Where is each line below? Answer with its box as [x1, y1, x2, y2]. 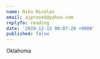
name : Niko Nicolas [6, 8, 55, 15]
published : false [6, 31, 50, 37]
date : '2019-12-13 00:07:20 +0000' [6, 25, 95, 32]
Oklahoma [6, 47, 32, 54]
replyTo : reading [6, 20, 50, 26]
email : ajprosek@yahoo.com [6, 14, 74, 20]
